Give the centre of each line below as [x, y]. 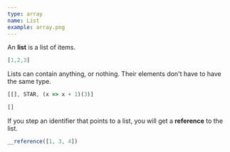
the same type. [30, 82]
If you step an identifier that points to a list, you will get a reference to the [115, 121]
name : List [23, 21]
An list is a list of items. [42, 48]
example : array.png [36, 27]
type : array [25, 14]
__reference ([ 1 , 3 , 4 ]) [43, 141]
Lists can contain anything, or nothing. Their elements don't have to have [115, 74]
